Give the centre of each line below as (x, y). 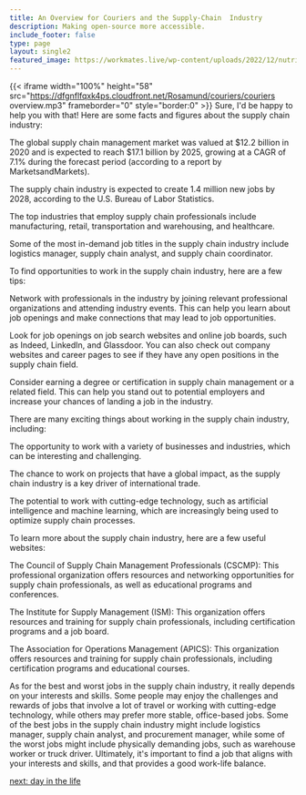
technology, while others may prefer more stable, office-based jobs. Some (149, 715)
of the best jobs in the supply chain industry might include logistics (135, 724)
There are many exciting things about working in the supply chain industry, (149, 419)
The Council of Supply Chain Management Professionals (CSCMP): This (144, 565)
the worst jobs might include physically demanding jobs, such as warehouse (153, 744)
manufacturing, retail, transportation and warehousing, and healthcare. (142, 226)
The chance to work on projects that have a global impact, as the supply (145, 474)
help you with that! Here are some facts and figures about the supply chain (149, 115)
